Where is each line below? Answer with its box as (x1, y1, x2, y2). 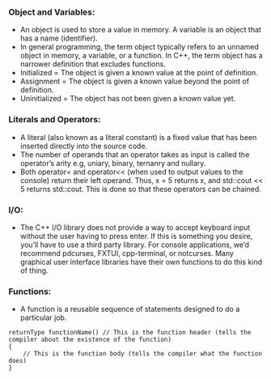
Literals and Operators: (8, 114, 101, 126)
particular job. (19, 313, 67, 322)
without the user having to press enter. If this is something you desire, (19, 231, 253, 241)
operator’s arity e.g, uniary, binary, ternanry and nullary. (19, 158, 206, 168)
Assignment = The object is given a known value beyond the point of (19, 76, 249, 87)
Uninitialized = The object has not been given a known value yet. (19, 94, 236, 104)
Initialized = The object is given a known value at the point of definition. (19, 68, 258, 78)
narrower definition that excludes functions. (19, 59, 166, 69)
